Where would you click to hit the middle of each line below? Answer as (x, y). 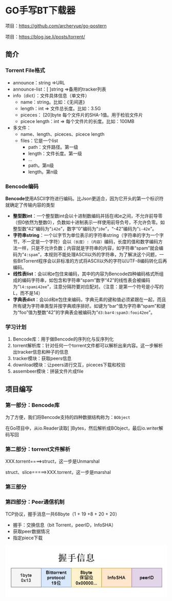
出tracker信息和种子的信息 (41, 352)
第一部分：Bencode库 (33, 405)
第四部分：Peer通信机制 (35, 502)
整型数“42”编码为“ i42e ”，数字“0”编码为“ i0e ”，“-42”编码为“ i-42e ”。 (85, 228)
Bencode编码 (22, 186)
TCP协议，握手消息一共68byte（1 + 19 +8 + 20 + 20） (63, 514)
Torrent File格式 (25, 70)
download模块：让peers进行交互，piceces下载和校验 (69, 365)
